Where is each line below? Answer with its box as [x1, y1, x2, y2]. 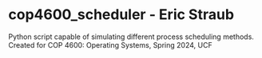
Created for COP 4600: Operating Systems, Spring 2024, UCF [8, 40, 213, 49]
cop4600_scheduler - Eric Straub [8, 6, 234, 24]
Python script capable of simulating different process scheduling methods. [8, 32, 254, 41]
